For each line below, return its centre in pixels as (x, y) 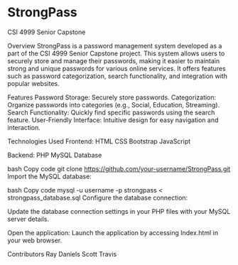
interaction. (24, 127)
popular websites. (34, 83)
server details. (28, 219)
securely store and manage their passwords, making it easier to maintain (114, 60)
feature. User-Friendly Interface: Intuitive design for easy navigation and (113, 120)
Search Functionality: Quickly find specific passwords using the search (111, 112)
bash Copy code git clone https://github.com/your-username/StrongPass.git (119, 168)
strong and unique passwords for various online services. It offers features (117, 68)
